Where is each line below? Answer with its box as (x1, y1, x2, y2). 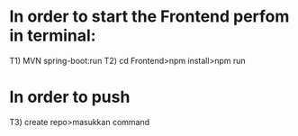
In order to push (9, 87, 131, 107)
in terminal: (9, 25, 96, 46)
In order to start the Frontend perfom (9, 6, 290, 27)
